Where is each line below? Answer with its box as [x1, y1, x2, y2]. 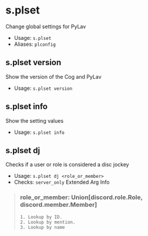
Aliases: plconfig [14, 41, 56, 48]
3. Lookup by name [19, 224, 65, 230]
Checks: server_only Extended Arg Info [14, 178, 110, 186]
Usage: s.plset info [14, 129, 65, 136]
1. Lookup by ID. [19, 214, 63, 220]
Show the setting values [5, 117, 64, 124]
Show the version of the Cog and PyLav [5, 73, 102, 80]
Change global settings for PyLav [5, 23, 86, 30]
